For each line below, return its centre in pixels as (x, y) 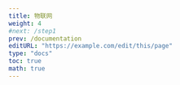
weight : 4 (25, 23)
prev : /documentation (45, 38)
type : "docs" (31, 53)
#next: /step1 (33, 31)
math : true (27, 69)
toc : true (25, 62)
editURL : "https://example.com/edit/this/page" (91, 46)
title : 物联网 (31, 16)
